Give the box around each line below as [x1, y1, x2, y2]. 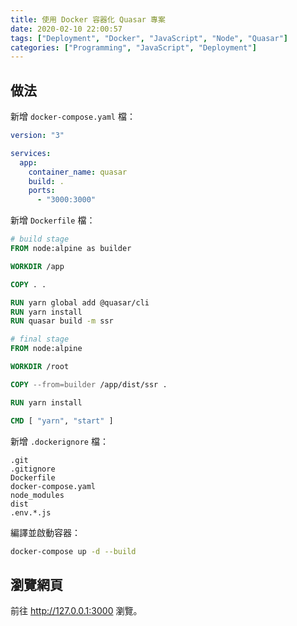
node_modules [10, 490, 65, 500]
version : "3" [10, 131, 65, 141]
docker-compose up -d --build [10, 546, 137, 556]
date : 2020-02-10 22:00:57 [10, 24, 123, 34]
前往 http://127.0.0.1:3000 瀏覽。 [10, 605, 143, 617]
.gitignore [10, 464, 56, 474]
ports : [28, 186, 56, 196]
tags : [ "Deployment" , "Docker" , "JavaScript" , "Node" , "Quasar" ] [10, 33, 289, 43]
